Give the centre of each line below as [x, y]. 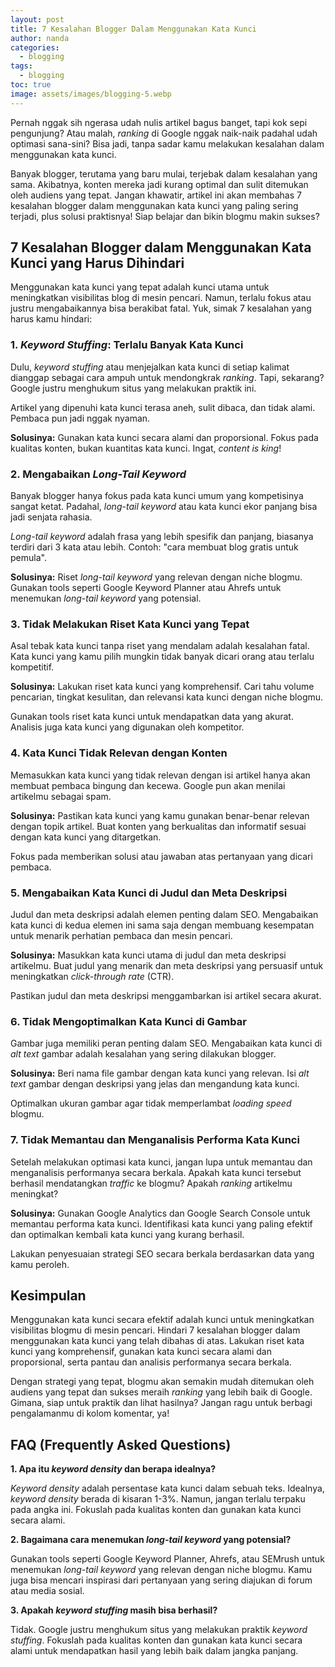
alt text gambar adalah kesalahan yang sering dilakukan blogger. [143, 1054]
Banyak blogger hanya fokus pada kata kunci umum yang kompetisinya [157, 496]
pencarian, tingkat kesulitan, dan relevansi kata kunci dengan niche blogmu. [167, 697]
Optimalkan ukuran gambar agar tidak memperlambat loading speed [151, 1103]
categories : [35, 47]
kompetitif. [32, 667]
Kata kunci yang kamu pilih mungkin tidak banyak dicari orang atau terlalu [162, 657]
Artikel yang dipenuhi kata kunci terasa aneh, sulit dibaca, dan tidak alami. [163, 407]
